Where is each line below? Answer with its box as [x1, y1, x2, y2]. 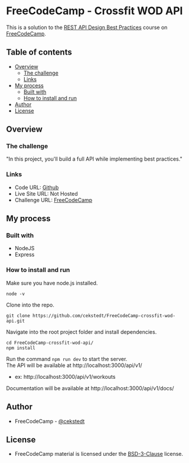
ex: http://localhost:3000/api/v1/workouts [14, 373, 116, 380]
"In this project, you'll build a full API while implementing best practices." [6, 155, 183, 162]
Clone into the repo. [6, 301, 54, 308]
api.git [6, 318, 25, 324]
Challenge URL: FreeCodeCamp [14, 196, 93, 203]
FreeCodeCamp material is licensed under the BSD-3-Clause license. [14, 451, 184, 458]
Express [14, 251, 35, 258]
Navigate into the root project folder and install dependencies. [6, 328, 157, 336]
